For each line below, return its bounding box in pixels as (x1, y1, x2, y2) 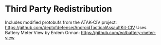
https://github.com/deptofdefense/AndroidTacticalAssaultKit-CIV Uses (5, 24, 147, 30)
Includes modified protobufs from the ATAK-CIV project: (5, 19, 117, 25)
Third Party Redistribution (5, 3, 112, 15)
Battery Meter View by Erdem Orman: (5, 30, 80, 35)
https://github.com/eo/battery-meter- (81, 30, 156, 35)
